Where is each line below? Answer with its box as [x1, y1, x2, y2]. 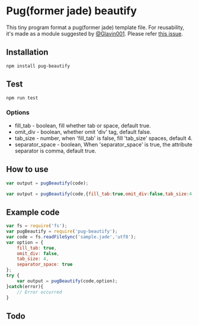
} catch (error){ [6, 283, 44, 289]
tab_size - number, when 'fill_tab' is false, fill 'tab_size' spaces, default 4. [14, 135, 192, 142]
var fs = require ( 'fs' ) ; [6, 223, 68, 229]
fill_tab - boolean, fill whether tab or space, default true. [14, 122, 151, 129]
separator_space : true [17, 262, 73, 267]
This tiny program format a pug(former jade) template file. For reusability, [6, 24, 185, 31]
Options [6, 109, 30, 117]
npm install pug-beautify [6, 63, 70, 69]
